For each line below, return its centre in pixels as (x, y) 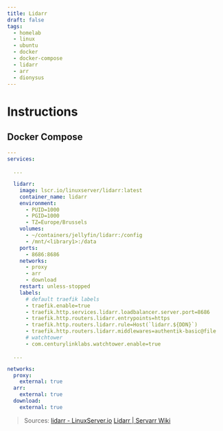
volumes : (32, 229)
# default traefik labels (62, 299)
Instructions (43, 112)
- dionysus (29, 77)
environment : (38, 203)
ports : (29, 248)
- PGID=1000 (42, 216)
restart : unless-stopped (55, 286)
